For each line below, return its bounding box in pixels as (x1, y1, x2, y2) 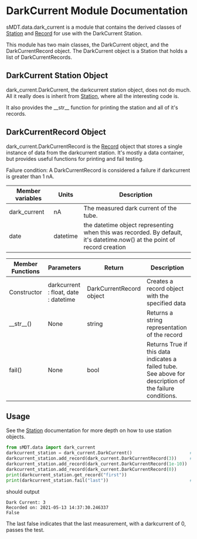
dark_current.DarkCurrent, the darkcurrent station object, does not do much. (6, 86, 191, 93)
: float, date (47, 288, 79, 296)
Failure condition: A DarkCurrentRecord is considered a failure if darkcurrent (6, 166, 191, 174)
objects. (6, 433, 26, 440)
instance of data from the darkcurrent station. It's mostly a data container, (6, 149, 185, 156)
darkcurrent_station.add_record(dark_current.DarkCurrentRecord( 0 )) (6, 466, 177, 472)
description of (146, 377, 185, 385)
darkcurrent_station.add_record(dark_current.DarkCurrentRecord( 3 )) (6, 456, 177, 461)
